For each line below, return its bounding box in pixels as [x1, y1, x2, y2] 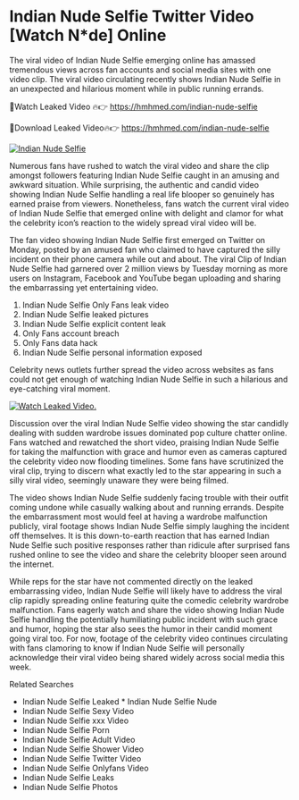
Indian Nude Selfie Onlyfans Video [21, 762, 149, 773]
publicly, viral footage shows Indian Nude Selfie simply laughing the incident [9, 520, 290, 531]
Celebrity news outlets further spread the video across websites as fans [9, 364, 274, 375]
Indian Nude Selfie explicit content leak [21, 318, 167, 329]
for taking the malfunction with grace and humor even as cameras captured [9, 446, 287, 457]
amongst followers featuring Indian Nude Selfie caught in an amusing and [9, 170, 279, 181]
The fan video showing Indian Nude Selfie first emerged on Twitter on [9, 234, 266, 245]
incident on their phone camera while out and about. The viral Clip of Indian [9, 253, 287, 265]
